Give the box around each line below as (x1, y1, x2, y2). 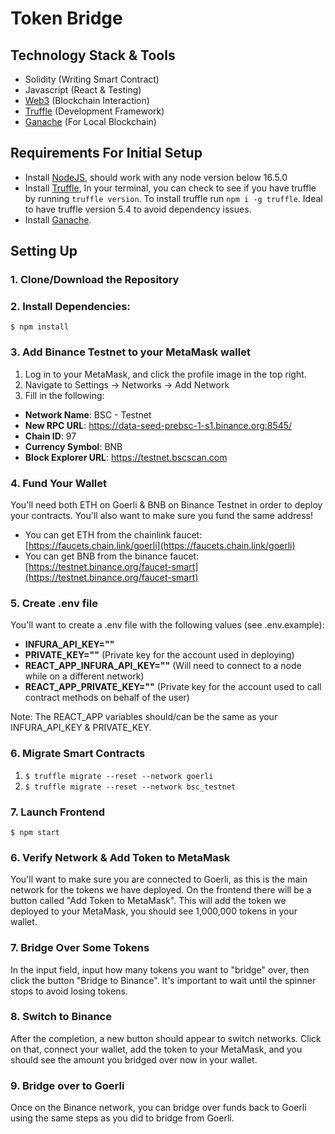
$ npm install (10, 322, 70, 332)
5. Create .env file (10, 596, 98, 610)
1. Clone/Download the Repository (10, 273, 180, 287)
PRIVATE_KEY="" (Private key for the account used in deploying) (24, 649, 295, 661)
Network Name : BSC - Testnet (24, 408, 152, 421)
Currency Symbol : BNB (24, 440, 123, 452)
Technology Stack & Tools (10, 47, 176, 64)
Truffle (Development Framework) (24, 105, 165, 117)
